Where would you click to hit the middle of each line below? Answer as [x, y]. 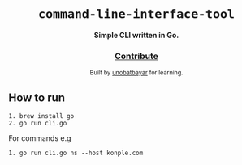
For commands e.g [40, 138]
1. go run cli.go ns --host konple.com [76, 153]
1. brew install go [41, 116]
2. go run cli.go [38, 124]
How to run [37, 97]
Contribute [136, 56]
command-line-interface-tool [136, 14]
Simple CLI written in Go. [136, 35]
